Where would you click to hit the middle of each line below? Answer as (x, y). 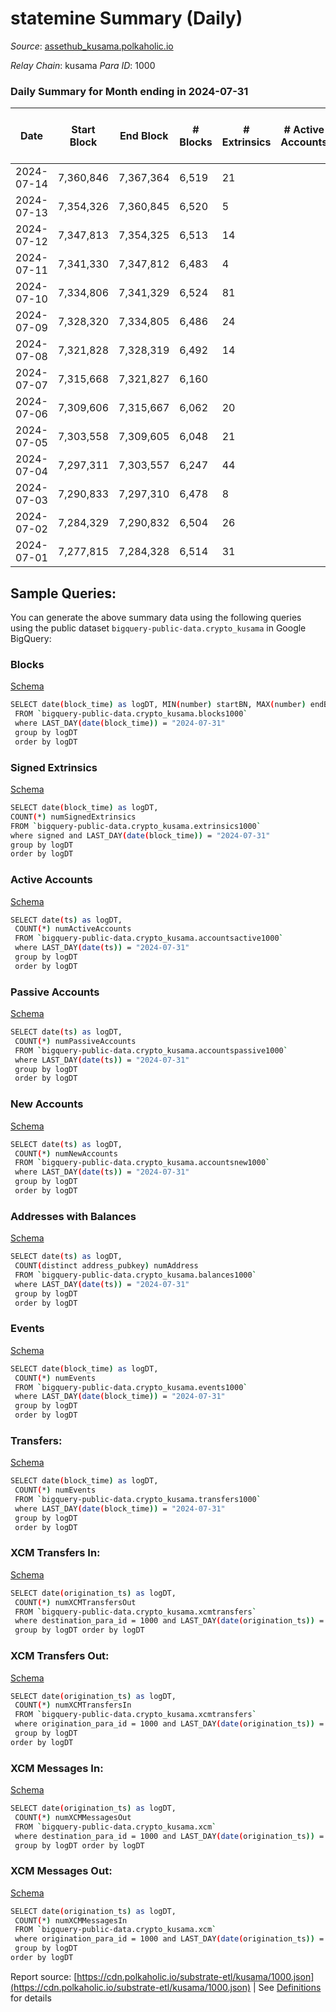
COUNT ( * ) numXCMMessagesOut (73, 1817)
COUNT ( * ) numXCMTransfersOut (75, 1602)
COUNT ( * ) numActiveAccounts (73, 929)
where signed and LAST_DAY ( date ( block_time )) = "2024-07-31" (140, 835)
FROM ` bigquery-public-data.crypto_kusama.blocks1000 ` (131, 714)
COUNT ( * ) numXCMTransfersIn (73, 1705)
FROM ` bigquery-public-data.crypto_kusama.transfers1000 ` (138, 1500)
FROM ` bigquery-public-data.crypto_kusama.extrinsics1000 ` (136, 826)
